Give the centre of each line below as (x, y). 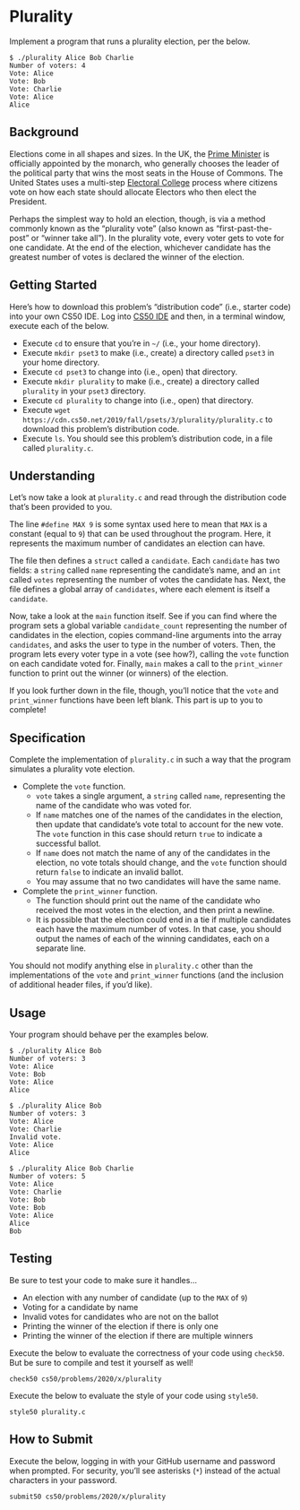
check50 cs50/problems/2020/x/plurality (86, 1379)
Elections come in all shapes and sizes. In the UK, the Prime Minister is (140, 153)
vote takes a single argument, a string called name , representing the (160, 796)
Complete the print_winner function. (90, 891)
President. (28, 201)
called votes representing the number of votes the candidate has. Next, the (148, 580)
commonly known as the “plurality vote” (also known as (112, 228)
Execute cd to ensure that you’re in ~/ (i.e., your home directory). (141, 343)
